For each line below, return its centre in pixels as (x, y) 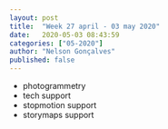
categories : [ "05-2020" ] (56, 43)
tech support (46, 95)
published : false (42, 60)
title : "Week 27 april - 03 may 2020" (85, 26)
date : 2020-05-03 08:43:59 (64, 35)
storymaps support (58, 115)
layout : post (34, 18)
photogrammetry (54, 86)
